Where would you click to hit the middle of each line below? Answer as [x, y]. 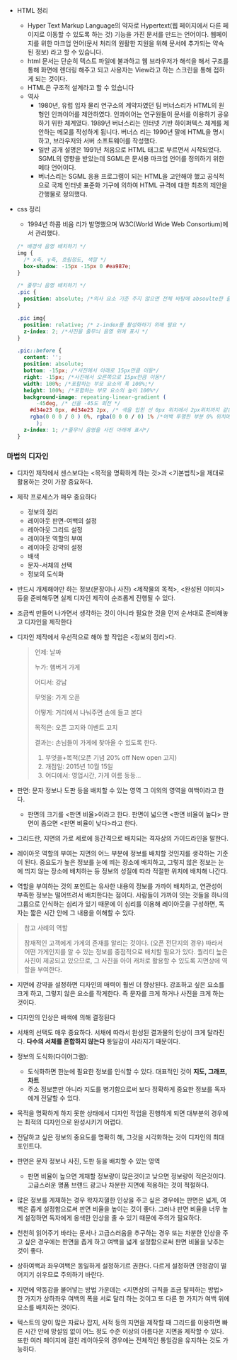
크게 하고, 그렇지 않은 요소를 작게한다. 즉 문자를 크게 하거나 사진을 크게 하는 [120, 993]
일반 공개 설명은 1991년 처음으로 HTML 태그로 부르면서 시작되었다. [129, 150]
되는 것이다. [51, 79]
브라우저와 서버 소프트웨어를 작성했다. [105, 141]
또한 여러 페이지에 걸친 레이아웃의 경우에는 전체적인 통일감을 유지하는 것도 [119, 1340]
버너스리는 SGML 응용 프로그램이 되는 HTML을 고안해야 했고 [122, 176]
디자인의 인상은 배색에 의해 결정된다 [66, 1017]
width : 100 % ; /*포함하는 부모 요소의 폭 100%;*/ [89, 384]
